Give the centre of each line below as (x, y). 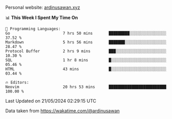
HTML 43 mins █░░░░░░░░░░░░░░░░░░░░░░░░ (86, 69)
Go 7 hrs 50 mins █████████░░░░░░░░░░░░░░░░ (86, 33)
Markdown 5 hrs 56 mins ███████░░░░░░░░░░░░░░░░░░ (86, 42)
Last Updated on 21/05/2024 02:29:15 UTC (51, 101)
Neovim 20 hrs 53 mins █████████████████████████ (86, 87)
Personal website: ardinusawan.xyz (43, 7)
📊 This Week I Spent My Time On (42, 18)
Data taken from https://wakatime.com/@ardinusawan (62, 111)
